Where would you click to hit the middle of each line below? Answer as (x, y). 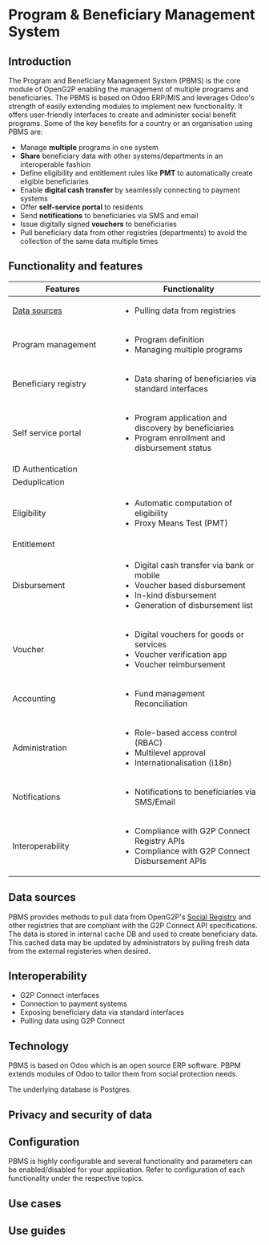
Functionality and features (76, 266)
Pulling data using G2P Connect (72, 1021)
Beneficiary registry (49, 383)
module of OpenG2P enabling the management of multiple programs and (128, 89)
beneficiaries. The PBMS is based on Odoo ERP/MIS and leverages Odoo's (131, 97)
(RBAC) (149, 742)
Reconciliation (161, 704)
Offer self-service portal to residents (82, 207)
